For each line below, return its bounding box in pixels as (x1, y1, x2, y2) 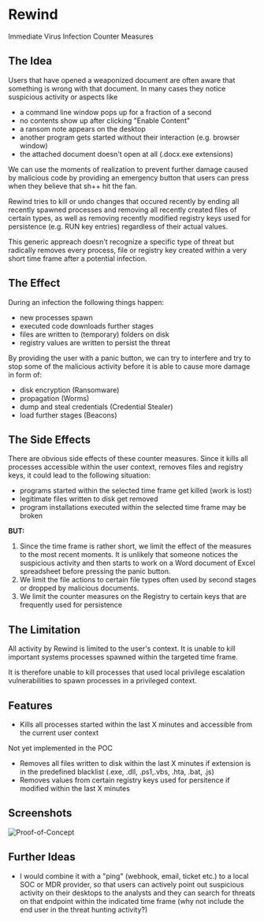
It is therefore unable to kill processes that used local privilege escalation (8, 667, 246, 677)
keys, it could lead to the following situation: (8, 470, 151, 480)
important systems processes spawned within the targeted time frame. (8, 652, 238, 662)
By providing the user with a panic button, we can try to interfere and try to (8, 353, 251, 362)
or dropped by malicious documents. (19, 583, 139, 593)
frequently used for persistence (19, 600, 123, 610)
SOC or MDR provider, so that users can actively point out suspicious (19, 879, 244, 889)
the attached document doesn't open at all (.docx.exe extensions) (19, 149, 234, 158)
